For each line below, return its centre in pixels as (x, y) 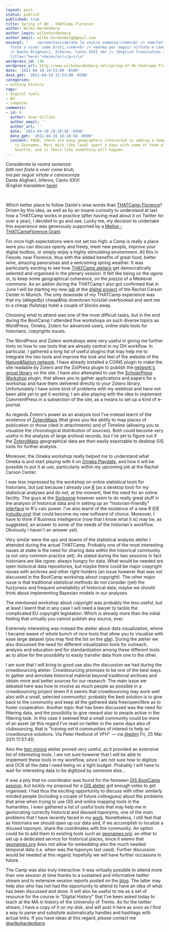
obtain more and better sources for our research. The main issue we (76, 681)
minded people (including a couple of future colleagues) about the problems (84, 796)
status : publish (23, 15)
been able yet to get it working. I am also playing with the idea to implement (84, 394)
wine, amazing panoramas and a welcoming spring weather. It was (74, 262)
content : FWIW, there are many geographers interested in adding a (82, 141)
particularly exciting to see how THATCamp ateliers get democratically (78, 268)
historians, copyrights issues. (36, 331)
